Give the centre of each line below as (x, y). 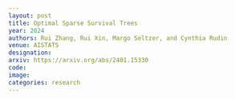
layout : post (30, 16)
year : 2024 (26, 30)
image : (19, 75)
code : (17, 68)
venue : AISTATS (34, 46)
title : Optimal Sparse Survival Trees (73, 23)
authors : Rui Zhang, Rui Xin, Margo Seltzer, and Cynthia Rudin (118, 38)
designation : (30, 53)
